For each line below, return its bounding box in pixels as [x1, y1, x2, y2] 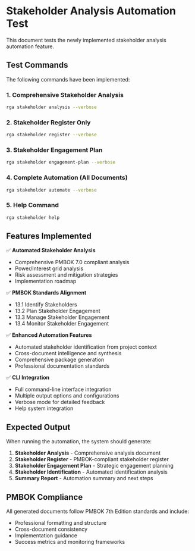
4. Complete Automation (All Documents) [6, 174, 128, 182]
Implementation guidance [14, 532, 77, 539]
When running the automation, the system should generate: [6, 438, 152, 445]
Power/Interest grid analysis [14, 265, 84, 272]
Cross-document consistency [14, 525, 88, 533]
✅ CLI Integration [6, 374, 49, 381]
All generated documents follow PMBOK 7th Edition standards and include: [6, 508, 189, 515]
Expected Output [6, 422, 71, 432]
